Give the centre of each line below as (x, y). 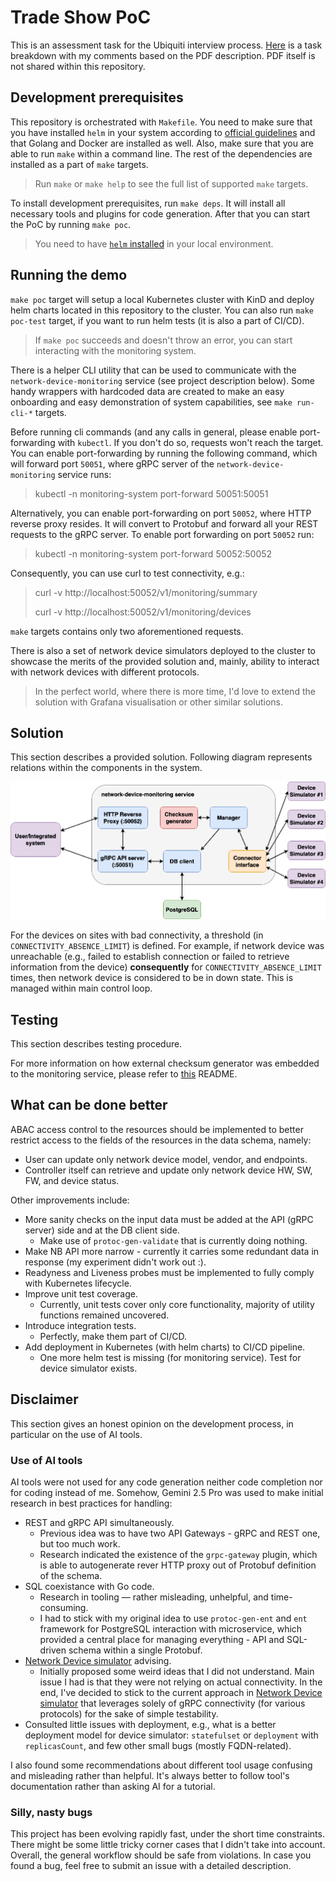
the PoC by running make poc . (71, 224)
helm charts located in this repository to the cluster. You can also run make (162, 310)
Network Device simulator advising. (98, 1660)
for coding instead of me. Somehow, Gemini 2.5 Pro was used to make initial (167, 1492)
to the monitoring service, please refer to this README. (124, 1074)
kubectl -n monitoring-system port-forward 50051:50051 (151, 493)
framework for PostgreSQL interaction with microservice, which (171, 1628)
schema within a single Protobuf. (135, 1650)
